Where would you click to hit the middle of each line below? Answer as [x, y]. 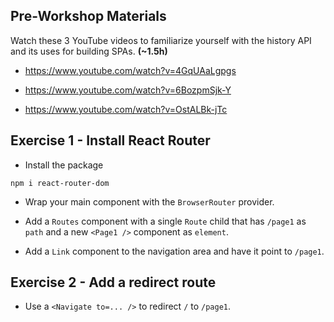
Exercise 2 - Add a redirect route [113, 282]
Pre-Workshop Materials [88, 16]
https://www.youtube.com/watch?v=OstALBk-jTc [126, 109]
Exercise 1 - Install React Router [110, 140]
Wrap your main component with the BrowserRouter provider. [149, 201]
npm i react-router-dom [60, 183]
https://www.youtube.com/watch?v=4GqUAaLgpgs [130, 70]
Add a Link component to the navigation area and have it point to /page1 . [174, 251]
